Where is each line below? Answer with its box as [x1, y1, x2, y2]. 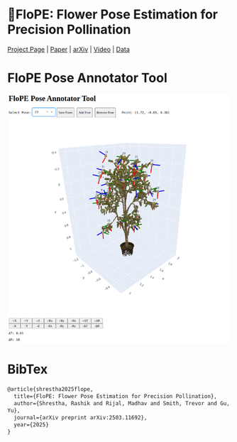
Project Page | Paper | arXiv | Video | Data [7, 45, 130, 53]
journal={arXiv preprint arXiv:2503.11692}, [13, 414, 148, 421]
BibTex [7, 362, 48, 377]
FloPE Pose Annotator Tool [7, 70, 168, 86]
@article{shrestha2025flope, [7, 385, 94, 393]
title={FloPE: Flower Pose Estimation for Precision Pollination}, [13, 392, 218, 400]
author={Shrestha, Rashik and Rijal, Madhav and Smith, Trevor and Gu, [13, 399, 231, 407]
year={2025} [13, 421, 50, 428]
